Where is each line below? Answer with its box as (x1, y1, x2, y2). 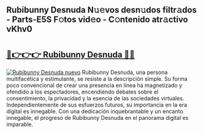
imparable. (6, 121, 34, 128)
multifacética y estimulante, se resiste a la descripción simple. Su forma (6, 75, 188, 82)
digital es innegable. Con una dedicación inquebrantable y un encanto (6, 108, 183, 115)
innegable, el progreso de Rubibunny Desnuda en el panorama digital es (6, 114, 189, 121)
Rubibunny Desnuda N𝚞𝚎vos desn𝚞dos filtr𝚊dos (6, 5, 197, 15)
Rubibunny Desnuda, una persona (82, 69, 168, 76)
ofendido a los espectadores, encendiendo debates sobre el (6, 88, 159, 95)
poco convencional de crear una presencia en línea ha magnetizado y (6, 82, 183, 89)
